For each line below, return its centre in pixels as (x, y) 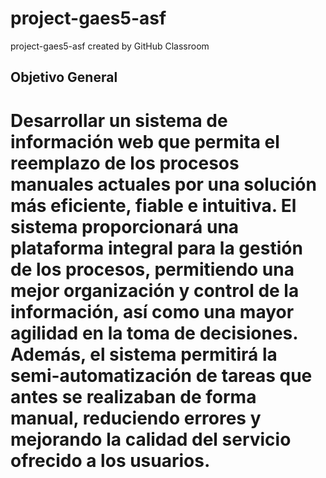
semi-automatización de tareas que (161, 375)
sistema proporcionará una (125, 226)
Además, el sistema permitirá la (144, 354)
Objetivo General (64, 77)
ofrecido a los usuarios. (110, 460)
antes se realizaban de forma (133, 396)
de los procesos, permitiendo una (152, 269)
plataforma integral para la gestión (156, 248)
